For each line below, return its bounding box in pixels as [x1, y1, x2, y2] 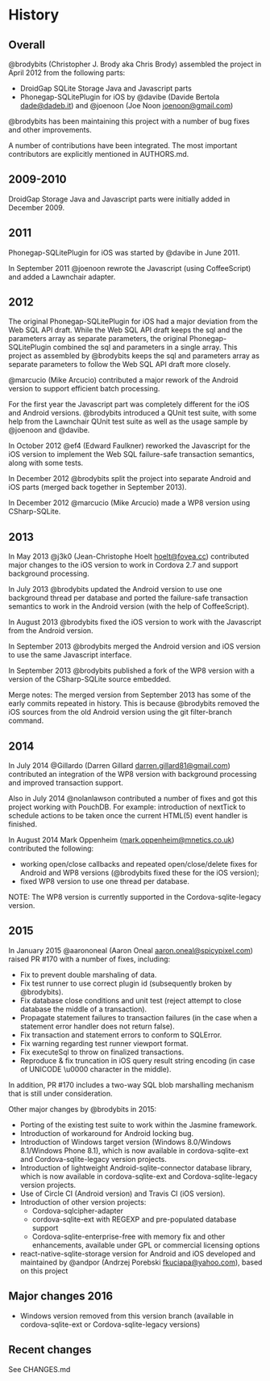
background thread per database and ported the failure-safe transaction [8, 593, 248, 603]
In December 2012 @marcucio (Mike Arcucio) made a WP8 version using [8, 498, 251, 508]
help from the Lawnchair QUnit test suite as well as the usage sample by [8, 416, 248, 426]
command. [8, 716, 44, 725]
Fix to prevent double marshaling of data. [19, 969, 157, 979]
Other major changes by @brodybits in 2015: [8, 1104, 157, 1113]
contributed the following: [8, 843, 94, 854]
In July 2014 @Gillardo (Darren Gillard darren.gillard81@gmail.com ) [8, 761, 231, 771]
